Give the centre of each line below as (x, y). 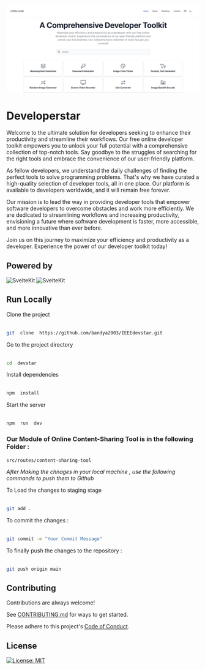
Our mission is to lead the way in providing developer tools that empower (99, 202)
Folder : (18, 446)
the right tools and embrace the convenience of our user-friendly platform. (100, 159)
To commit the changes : (38, 520)
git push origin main (34, 569)
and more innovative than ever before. (54, 228)
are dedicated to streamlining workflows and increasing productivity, (93, 215)
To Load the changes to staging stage (54, 490)
